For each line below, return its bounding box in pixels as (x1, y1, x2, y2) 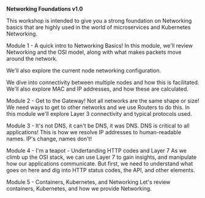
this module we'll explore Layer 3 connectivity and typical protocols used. (6, 110, 192, 117)
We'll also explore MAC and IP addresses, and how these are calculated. (6, 85, 188, 93)
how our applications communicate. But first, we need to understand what (6, 160, 193, 167)
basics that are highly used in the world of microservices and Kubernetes (6, 24, 191, 31)
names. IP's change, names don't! (6, 135, 92, 142)
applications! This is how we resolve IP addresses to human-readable (6, 129, 182, 135)
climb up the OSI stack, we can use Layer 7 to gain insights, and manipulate (6, 153, 197, 161)
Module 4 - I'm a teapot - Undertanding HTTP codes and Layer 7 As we (6, 147, 187, 154)
